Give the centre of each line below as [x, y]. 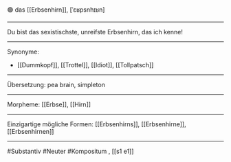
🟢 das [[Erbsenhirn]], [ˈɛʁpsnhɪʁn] [56, 10]
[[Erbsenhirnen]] [31, 131]
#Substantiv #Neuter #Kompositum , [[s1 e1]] [70, 151]
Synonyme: [23, 51]
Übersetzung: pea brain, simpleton [56, 85]
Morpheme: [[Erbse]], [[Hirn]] [49, 104]
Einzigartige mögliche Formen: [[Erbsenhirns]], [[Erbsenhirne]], [97, 124]
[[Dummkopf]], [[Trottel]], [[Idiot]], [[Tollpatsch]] [85, 65]
